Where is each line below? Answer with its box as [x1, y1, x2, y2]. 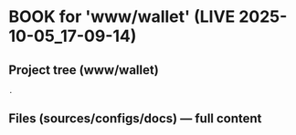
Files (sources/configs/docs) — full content [8, 111, 262, 127]
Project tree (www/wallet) [8, 62, 159, 78]
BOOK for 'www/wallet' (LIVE [8, 6, 236, 27]
